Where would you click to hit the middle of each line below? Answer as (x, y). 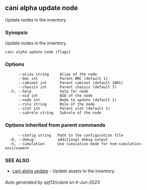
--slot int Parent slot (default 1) (64, 109)
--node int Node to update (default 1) (67, 100)
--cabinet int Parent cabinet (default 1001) (71, 83)
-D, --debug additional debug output (59, 139)
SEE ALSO (17, 160)
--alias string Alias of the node (57, 74)
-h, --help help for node (49, 92)
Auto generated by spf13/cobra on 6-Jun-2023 (52, 182)
